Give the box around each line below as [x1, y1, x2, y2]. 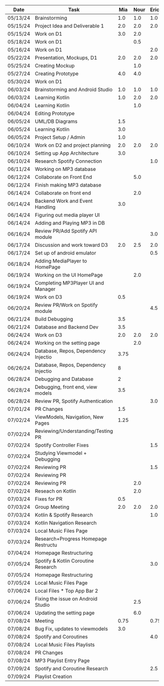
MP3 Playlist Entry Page [35, 657, 90, 664]
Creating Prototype [35, 71, 79, 77]
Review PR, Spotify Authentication [35, 398, 113, 404]
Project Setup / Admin [35, 134, 85, 141]
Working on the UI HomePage [35, 272, 103, 278]
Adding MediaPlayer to [35, 258, 87, 264]
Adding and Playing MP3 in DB [35, 220, 105, 226]
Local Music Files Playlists [35, 641, 95, 648]
